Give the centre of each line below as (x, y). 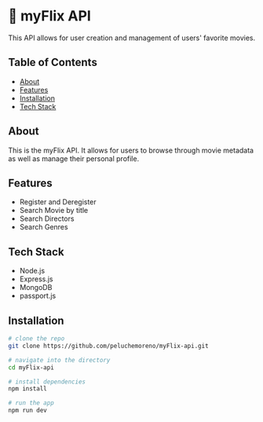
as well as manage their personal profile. (74, 158)
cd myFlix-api (31, 367)
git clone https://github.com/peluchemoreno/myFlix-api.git (109, 346)
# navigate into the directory (59, 360)
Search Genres (44, 227)
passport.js (38, 296)
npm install (27, 389)
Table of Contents (53, 62)
